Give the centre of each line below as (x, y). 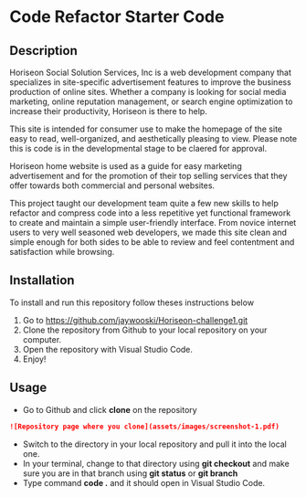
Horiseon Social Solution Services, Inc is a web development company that (151, 72)
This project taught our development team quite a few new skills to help (144, 203)
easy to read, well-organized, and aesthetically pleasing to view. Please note (153, 138)
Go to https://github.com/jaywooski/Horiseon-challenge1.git (135, 320)
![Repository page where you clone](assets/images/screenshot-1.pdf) (145, 427)
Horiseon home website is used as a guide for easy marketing (126, 166)
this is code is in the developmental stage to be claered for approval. (138, 148)
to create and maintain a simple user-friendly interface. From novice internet (153, 222)
